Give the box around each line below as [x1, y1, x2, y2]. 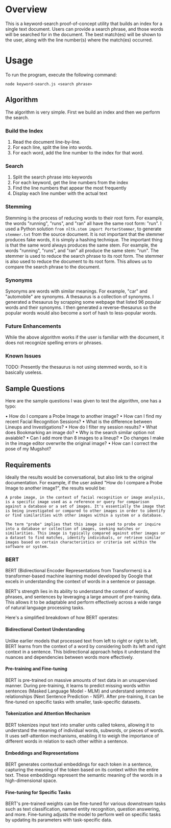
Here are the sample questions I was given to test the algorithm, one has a [5, 398, 162, 404]
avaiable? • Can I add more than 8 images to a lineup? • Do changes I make [5, 435, 164, 441]
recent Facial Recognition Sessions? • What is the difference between [5, 418, 152, 425]
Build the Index [5, 127, 43, 134]
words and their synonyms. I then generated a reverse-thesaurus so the [5, 304, 157, 310]
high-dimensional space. [5, 777, 58, 784]
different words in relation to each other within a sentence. [5, 738, 129, 744]
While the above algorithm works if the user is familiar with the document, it [5, 334, 164, 341]
